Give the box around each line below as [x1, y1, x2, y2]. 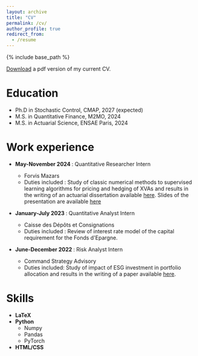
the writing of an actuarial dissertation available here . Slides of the [24, 191, 189, 198]
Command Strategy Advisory [24, 257, 97, 265]
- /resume [11, 37, 36, 43]
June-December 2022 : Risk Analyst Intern [14, 245, 123, 253]
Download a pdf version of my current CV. [6, 65, 111, 73]
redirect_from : [6, 31, 45, 37]
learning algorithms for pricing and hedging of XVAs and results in [24, 185, 189, 192]
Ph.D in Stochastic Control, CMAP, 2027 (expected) [14, 106, 144, 114]
